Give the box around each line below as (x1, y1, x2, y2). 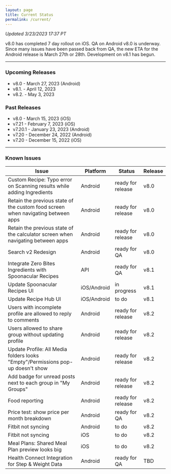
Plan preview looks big (8, 446, 62, 453)
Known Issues (5, 154, 41, 162)
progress (115, 288, 136, 295)
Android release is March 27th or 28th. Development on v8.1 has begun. (5, 51, 156, 57)
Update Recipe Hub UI (8, 296, 61, 303)
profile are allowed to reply (8, 310, 72, 318)
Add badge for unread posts (8, 373, 75, 380)
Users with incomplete (8, 304, 62, 311)
